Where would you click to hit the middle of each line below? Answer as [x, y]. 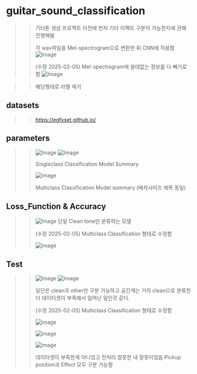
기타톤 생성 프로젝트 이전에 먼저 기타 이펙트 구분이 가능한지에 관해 [111, 28]
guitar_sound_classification [76, 11]
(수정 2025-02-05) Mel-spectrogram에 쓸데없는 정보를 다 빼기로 [111, 67]
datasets [23, 105]
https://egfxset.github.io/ [65, 120]
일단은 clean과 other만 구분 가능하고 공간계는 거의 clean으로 [105, 291]
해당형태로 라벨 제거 [58, 86]
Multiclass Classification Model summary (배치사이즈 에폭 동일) [111, 188]
